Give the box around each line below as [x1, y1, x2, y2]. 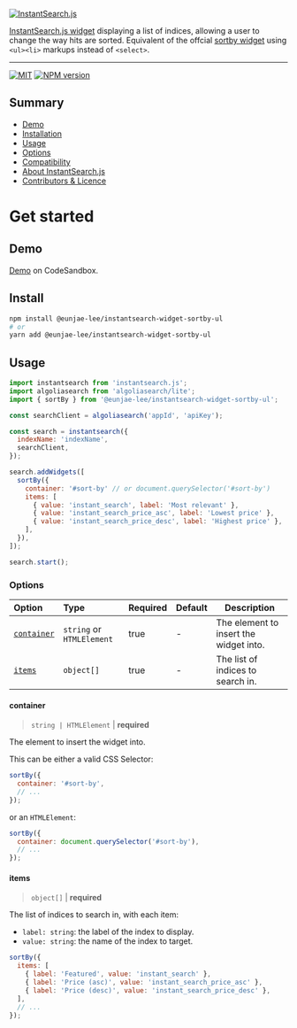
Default [175, 601, 208, 614]
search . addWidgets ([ [9, 468, 86, 477]
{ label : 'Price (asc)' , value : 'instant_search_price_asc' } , [25, 978, 263, 987]
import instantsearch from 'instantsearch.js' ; [9, 379, 188, 388]
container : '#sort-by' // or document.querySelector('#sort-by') [25, 483, 271, 493]
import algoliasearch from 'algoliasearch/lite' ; [9, 386, 196, 396]
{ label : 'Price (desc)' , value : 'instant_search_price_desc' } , [25, 985, 271, 995]
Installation [21, 128, 63, 139]
